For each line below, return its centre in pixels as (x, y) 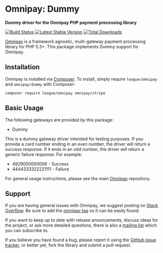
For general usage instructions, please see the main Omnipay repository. (78, 178)
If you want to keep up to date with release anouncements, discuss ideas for (81, 220)
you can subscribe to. (27, 231)
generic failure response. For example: (44, 154)
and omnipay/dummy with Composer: (40, 84)
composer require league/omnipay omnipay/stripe (55, 93)
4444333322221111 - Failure (40, 169)
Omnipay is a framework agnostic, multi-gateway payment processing (75, 41)
